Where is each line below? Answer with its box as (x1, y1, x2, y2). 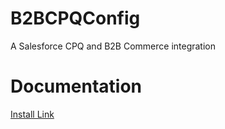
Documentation (10, 75, 143, 98)
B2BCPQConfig (10, 7, 141, 30)
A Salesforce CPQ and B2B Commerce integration (10, 40, 217, 52)
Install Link (10, 108, 55, 120)
